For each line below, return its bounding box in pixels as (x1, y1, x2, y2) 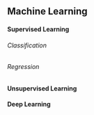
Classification (7, 41, 47, 49)
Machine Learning (7, 6, 88, 17)
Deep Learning (7, 100, 51, 109)
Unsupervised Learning (7, 84, 77, 93)
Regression (7, 63, 40, 71)
